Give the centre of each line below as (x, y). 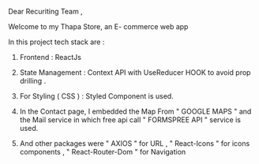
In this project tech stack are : (56, 42)
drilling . (33, 81)
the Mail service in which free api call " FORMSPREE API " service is (130, 120)
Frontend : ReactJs (50, 57)
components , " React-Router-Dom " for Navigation (103, 152)
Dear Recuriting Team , (45, 11)
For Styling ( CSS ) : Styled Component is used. (96, 96)
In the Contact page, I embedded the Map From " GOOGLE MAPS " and (135, 111)
